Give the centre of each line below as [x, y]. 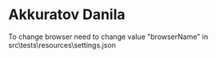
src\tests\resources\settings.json [62, 44]
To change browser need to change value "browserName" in [108, 37]
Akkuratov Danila [67, 15]
